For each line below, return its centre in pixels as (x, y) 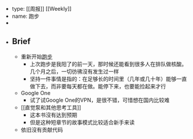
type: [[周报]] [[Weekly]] (42, 9)
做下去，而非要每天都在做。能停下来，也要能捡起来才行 (98, 86)
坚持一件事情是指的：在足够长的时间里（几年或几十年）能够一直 (108, 78)
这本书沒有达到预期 (53, 115)
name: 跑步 (26, 16)
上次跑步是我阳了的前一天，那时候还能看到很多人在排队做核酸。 (108, 64)
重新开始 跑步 (36, 56)
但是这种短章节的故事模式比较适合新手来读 (82, 122)
